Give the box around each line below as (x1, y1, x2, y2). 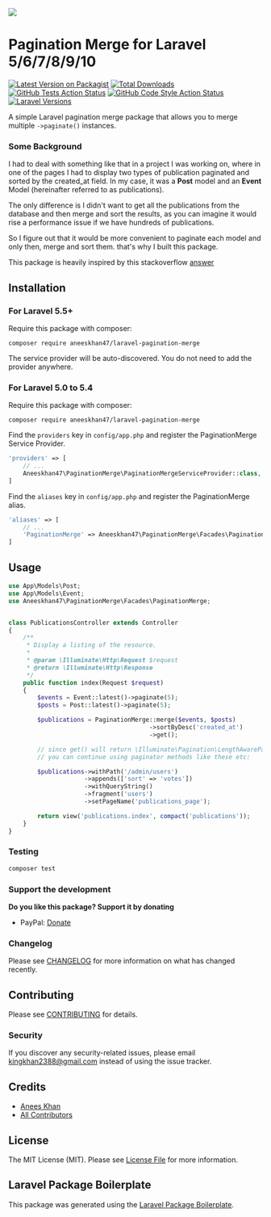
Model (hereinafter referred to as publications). (8, 185, 165, 195)
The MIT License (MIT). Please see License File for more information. (8, 1155, 238, 1165)
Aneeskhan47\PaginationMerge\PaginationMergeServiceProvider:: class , (23, 469, 262, 477)
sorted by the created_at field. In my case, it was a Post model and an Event (8, 176, 262, 186)
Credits (8, 1080, 47, 1093)
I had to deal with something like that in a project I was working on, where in (8, 159, 261, 169)
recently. (8, 965, 38, 975)
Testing (8, 846, 39, 858)
